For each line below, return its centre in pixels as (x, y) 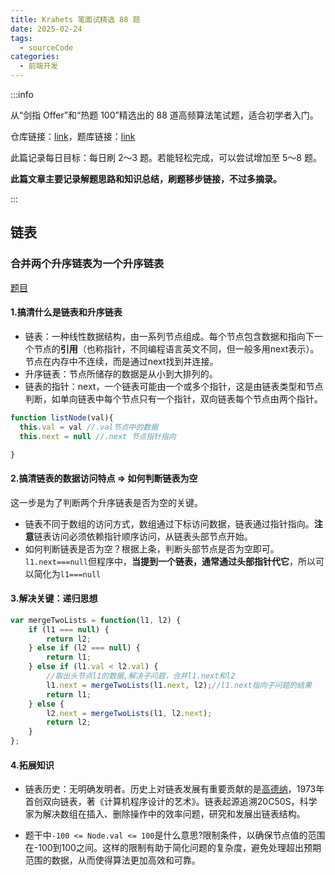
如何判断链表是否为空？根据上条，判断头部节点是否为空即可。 (152, 548)
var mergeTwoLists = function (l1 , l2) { (96, 620)
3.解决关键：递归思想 (54, 598)
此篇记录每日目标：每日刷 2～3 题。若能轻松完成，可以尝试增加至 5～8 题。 (166, 157)
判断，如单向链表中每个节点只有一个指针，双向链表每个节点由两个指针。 (173, 398)
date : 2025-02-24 (46, 29)
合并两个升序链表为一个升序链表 (87, 264)
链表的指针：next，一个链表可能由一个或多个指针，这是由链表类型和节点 (174, 386)
